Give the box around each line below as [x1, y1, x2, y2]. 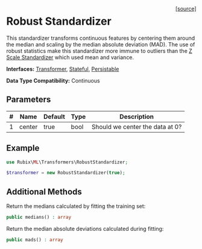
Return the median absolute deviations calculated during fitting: [6, 225, 164, 232]
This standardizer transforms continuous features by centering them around [6, 34, 195, 42]
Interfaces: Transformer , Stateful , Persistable [6, 65, 119, 72]
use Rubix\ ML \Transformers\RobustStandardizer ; [6, 159, 128, 165]
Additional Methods [6, 186, 83, 197]
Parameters [6, 95, 51, 105]
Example [6, 143, 40, 153]
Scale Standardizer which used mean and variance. [6, 54, 134, 61]
